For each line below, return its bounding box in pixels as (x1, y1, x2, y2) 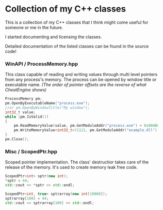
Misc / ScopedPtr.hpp (5, 148, 57, 155)
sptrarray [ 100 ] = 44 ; (5, 196, 49, 201)
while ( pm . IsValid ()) (5, 114, 49, 119)
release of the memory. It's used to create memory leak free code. (5, 165, 138, 170)
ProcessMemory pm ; (5, 96, 42, 101)
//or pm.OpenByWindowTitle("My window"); (5, 105, 90, 110)
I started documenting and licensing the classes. (5, 34, 102, 40)
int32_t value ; (5, 110, 36, 115)
